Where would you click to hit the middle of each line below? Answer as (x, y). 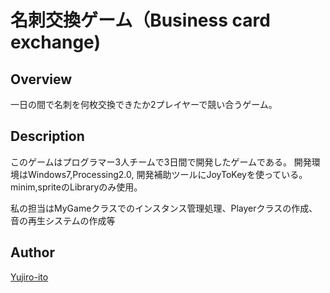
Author (32, 252)
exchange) (55, 42)
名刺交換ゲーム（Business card (140, 20)
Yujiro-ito (29, 277)
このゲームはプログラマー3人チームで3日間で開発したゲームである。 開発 (161, 162)
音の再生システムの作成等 (63, 220)
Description (47, 136)
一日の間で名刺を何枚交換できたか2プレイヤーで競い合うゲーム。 (144, 104)
